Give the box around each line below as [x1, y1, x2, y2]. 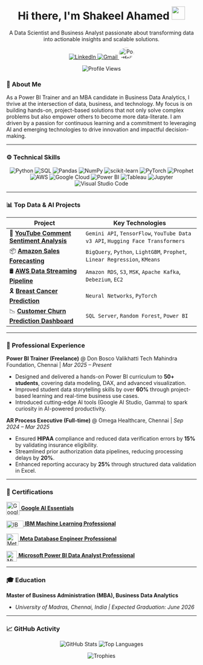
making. [6, 132, 27, 140]
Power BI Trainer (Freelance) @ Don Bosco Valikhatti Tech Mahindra [6, 355, 178, 362]
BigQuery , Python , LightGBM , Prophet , [85, 248, 187, 256]
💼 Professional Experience [6, 341, 86, 349]
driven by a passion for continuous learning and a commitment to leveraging [6, 120, 196, 127]
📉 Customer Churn [9, 307, 66, 315]
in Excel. [14, 467, 36, 475]
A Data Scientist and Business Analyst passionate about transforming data [8, 29, 195, 36]
